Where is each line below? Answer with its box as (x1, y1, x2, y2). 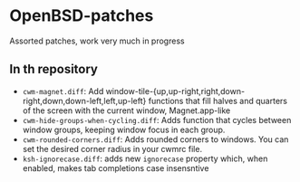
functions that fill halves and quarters (148, 95, 288, 106)
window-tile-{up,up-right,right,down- (105, 85, 246, 96)
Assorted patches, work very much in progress (9, 35, 185, 46)
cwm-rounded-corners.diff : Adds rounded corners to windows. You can (22, 133, 289, 145)
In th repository (9, 62, 98, 77)
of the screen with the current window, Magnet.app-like (22, 105, 231, 116)
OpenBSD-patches (9, 5, 154, 26)
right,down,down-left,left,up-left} (22, 95, 147, 106)
